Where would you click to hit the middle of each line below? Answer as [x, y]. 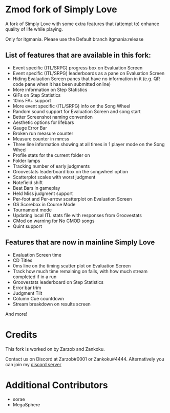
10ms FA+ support [32, 100]
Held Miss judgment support [43, 193]
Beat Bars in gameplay [36, 188]
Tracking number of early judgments [51, 166]
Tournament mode [32, 210]
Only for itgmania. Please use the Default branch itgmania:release [75, 39]
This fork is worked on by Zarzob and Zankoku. [55, 349]
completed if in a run [35, 277]
